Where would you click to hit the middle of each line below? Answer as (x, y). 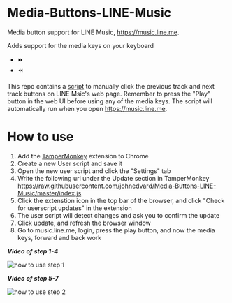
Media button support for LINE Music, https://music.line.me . (93, 32)
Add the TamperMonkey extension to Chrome (83, 156)
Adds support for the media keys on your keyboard (81, 45)
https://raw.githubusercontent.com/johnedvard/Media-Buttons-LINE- (117, 186)
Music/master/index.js (49, 193)
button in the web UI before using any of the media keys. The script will (110, 101)
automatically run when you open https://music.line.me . (87, 108)
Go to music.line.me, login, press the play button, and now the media (116, 230)
